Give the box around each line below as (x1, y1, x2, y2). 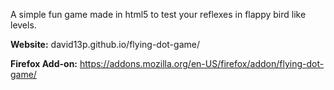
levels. (10, 19, 37, 31)
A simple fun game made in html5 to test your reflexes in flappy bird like (10, 9, 307, 20)
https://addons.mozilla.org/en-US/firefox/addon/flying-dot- (79, 58, 325, 69)
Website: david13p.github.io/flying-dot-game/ (10, 39, 200, 50)
